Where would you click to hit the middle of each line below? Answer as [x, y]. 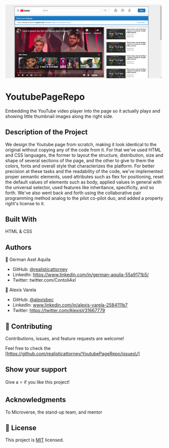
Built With [21, 219]
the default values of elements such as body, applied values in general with [83, 182]
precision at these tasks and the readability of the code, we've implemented [84, 171]
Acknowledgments [36, 400]
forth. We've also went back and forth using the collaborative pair [73, 193]
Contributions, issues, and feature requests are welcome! [65, 338]
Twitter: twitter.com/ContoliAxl [44, 280]
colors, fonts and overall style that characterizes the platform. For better [80, 166]
